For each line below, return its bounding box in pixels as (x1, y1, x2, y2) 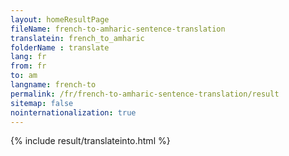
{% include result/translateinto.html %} (10, 135, 171, 147)
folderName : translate (10, 42, 110, 53)
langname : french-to (10, 80, 97, 90)
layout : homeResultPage (10, 14, 110, 25)
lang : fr (10, 52, 47, 62)
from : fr (10, 61, 47, 71)
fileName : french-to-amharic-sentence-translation (10, 24, 226, 34)
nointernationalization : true (10, 107, 137, 118)
